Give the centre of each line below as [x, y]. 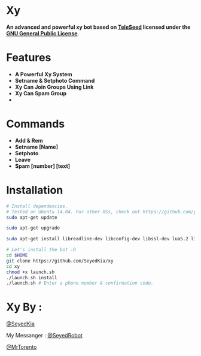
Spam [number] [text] [42, 166]
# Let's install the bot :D [41, 250]
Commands [36, 124]
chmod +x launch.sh [31, 272]
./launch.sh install [32, 277]
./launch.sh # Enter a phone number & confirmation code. [80, 283]
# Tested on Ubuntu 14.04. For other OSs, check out [73, 212]
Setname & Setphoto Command [55, 80]
